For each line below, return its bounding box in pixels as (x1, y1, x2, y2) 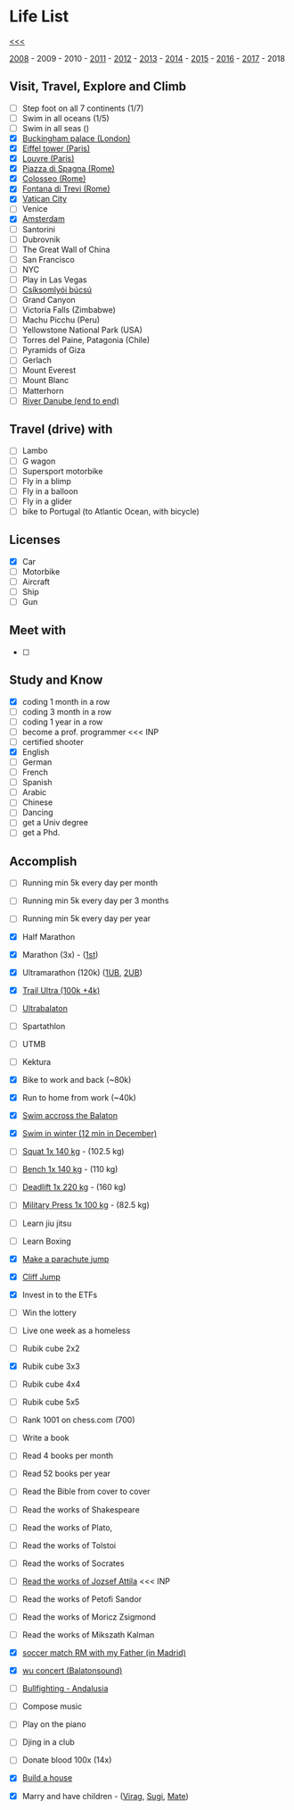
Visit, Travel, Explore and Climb (9, 79, 187, 95)
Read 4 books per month (21, 1450, 114, 1462)
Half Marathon (21, 931, 76, 942)
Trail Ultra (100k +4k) (21, 985, 101, 995)
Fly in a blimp (21, 475, 71, 486)
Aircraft (21, 576, 51, 587)
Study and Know (9, 673, 103, 688)
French (21, 767, 49, 778)
